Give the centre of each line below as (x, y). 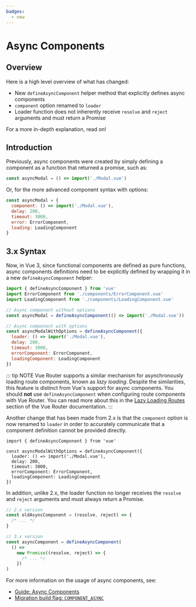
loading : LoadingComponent (44, 228)
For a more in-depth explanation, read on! (56, 129)
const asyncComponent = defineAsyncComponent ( (64, 542)
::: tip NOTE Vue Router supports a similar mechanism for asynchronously (95, 375)
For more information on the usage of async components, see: (81, 581)
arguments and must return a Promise (60, 118)
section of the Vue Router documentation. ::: (59, 406)
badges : (16, 11)
